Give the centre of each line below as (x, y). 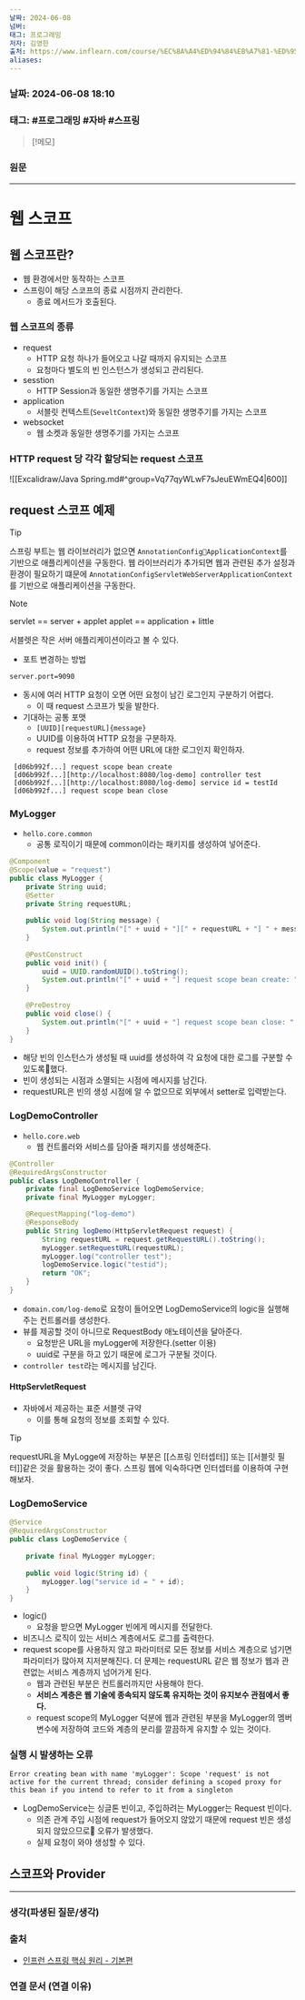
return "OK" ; (67, 1273)
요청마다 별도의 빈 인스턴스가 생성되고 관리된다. (120, 369)
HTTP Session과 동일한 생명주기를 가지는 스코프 (122, 390)
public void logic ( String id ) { (87, 1573)
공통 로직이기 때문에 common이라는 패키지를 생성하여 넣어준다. (148, 844)
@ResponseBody (52, 1223)
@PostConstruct (54, 955)
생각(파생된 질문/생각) (54, 1913)
